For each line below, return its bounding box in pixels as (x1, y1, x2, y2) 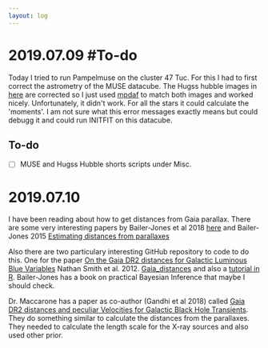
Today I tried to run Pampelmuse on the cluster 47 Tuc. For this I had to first (8, 73, 258, 82)
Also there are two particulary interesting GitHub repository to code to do (8, 247, 250, 257)
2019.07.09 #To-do (8, 46, 138, 64)
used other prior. (8, 330, 64, 340)
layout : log (8, 11, 48, 20)
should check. (8, 281, 55, 290)
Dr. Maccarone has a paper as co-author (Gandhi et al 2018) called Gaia (8, 297, 246, 306)
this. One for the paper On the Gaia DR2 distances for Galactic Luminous (8, 255, 248, 265)
